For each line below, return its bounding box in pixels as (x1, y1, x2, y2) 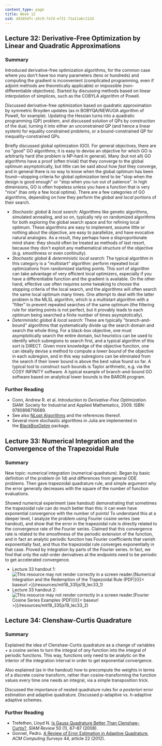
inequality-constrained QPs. (5, 133, 61, 139)
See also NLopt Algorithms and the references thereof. (12, 413, 121, 418)
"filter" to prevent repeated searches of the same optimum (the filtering (12, 302, 155, 308)
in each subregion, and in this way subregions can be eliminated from (12, 353, 151, 359)
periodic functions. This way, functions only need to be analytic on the (5, 652, 146, 658)
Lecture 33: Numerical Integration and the (5, 437, 134, 445)
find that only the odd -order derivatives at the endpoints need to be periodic (5, 552, 157, 558)
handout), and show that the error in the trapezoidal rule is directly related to (5, 521, 157, 527)
